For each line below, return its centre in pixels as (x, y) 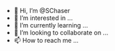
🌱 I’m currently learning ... (51, 25)
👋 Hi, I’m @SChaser (42, 11)
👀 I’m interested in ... (43, 18)
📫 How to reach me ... (46, 40)
